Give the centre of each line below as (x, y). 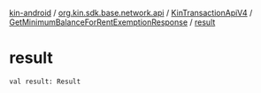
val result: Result (45, 81)
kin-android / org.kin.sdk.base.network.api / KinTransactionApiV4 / (131, 13)
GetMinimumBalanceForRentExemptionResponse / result (112, 22)
